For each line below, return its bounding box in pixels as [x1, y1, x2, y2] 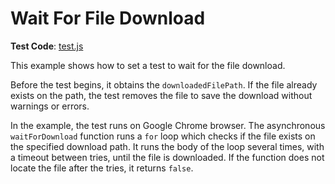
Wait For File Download [10, 7, 206, 30]
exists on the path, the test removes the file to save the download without [10, 89, 313, 101]
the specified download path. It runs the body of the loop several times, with [10, 140, 325, 152]
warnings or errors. [10, 100, 90, 112]
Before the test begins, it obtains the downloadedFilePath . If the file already [10, 78, 318, 91]
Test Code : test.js [10, 40, 84, 52]
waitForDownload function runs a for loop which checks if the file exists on [10, 130, 316, 142]
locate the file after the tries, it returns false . [10, 162, 194, 174]
